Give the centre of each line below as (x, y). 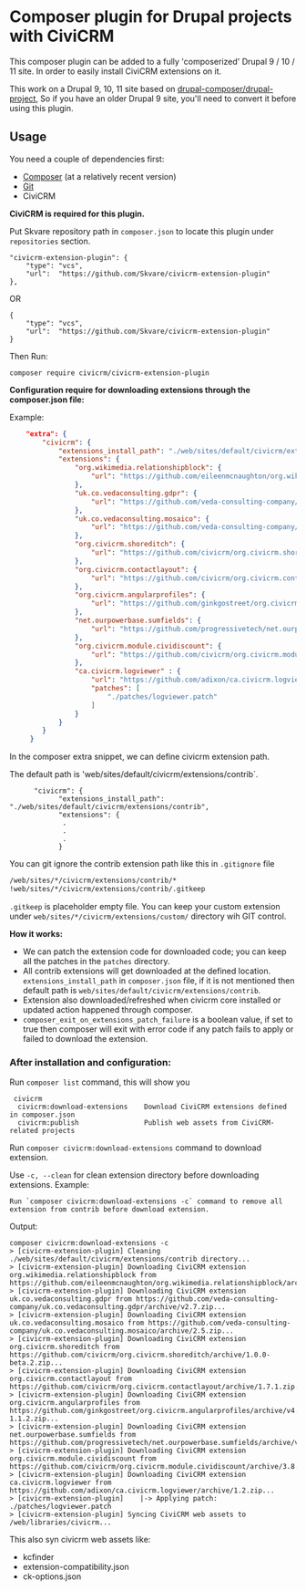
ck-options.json (52, 1576)
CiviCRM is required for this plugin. (77, 213)
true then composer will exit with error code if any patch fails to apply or (158, 1029)
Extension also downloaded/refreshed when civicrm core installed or (152, 1000)
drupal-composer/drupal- (225, 88)
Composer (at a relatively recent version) (99, 176)
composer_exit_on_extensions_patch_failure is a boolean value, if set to (158, 1019)
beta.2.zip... (36, 1363)
